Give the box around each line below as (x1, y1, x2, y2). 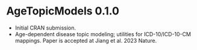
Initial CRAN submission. (14, 24, 77, 31)
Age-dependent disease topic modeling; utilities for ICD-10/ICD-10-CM (14, 30, 192, 37)
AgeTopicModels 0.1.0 (6, 4, 119, 18)
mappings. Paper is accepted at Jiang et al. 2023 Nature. (14, 37, 157, 44)
